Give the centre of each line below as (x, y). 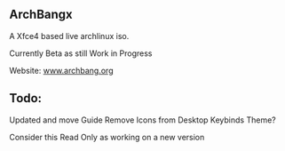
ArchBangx (41, 15)
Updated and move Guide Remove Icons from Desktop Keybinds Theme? (143, 120)
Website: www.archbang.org (61, 70)
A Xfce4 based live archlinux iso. (69, 36)
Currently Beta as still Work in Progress (81, 53)
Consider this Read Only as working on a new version (107, 137)
